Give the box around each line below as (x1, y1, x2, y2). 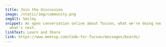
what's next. (9, 25, 37, 30)
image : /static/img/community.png (5, 12, 77, 17)
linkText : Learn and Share (5, 30, 61, 35)
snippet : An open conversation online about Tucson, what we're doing (5, 21, 154, 26)
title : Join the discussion (5, 7, 63, 12)
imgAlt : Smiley (5, 16, 37, 21)
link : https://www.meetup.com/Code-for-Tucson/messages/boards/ (5, 35, 140, 40)
